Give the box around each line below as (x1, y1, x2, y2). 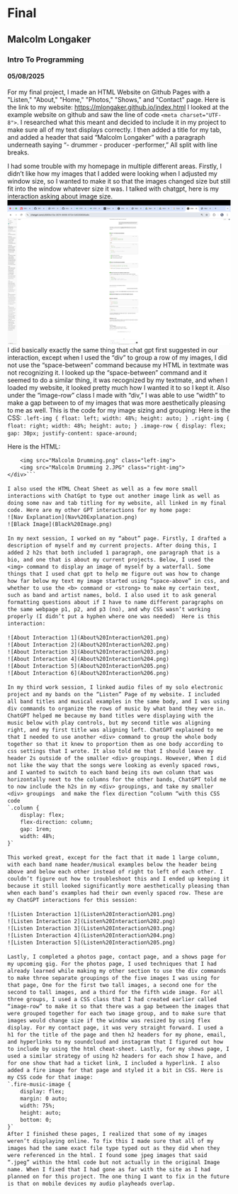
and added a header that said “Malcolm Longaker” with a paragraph (7, 133, 205, 141)
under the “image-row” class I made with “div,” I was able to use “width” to (7, 391, 225, 399)
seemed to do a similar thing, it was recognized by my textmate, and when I (7, 376, 228, 384)
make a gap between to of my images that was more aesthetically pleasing (7, 398, 225, 407)
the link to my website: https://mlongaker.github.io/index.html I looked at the (7, 103, 229, 111)
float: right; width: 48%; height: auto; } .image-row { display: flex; (7, 423, 227, 430)
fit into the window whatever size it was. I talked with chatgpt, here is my (7, 184, 220, 193)
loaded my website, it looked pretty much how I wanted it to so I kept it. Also (7, 384, 230, 391)
